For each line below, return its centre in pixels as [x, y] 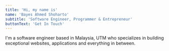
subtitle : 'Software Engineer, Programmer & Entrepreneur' [69, 19]
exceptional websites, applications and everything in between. [71, 43]
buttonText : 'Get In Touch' [35, 24]
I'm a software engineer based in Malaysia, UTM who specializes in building [84, 38]
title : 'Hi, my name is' [31, 10]
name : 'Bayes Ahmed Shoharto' [37, 14]
